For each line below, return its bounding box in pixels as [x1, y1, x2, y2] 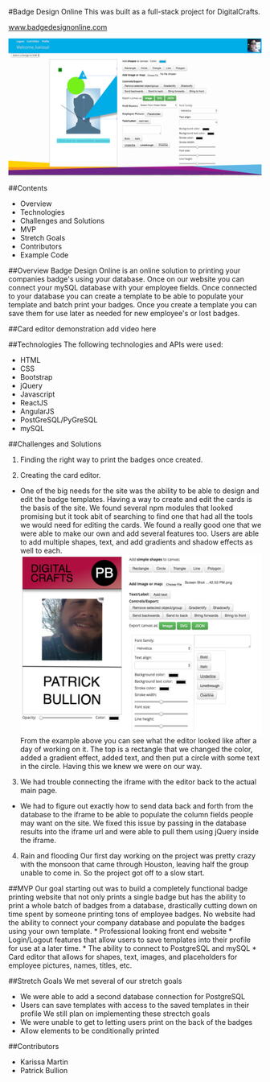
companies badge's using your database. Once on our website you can [8, 274, 245, 284]
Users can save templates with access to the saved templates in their [19, 1000, 250, 1010]
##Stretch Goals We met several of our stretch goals [8, 976, 182, 985]
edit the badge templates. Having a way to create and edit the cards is [19, 495, 253, 504]
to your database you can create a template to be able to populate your [8, 291, 243, 301]
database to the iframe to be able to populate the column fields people [19, 809, 254, 819]
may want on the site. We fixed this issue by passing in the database [19, 818, 247, 828]
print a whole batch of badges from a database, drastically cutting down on [8, 900, 258, 910]
